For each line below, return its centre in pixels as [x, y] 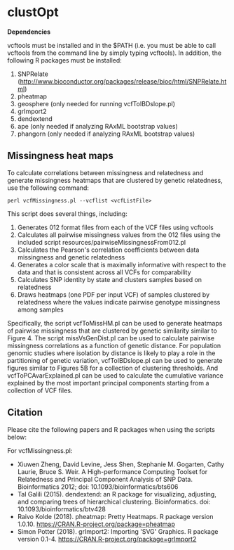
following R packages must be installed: [65, 60]
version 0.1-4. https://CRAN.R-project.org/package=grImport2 [107, 539]
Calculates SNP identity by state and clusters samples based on [109, 279]
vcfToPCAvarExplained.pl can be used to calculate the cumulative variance [115, 375]
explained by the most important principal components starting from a [108, 383]
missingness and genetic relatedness [71, 257]
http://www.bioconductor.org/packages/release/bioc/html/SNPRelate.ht [123, 81]
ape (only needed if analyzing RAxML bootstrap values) [98, 126]
